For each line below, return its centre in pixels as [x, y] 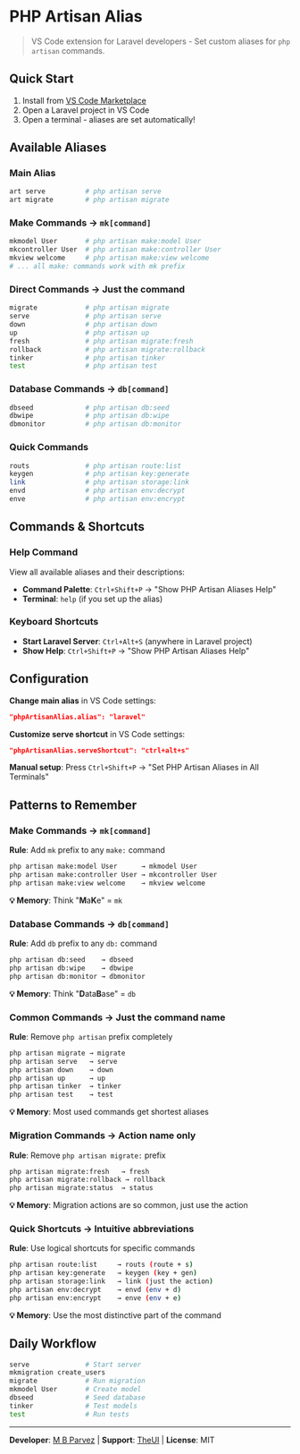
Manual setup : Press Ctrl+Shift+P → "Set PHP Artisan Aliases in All [134, 768]
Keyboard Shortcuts [54, 622]
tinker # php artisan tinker [87, 358]
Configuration [49, 679]
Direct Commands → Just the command [97, 289]
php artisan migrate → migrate [67, 1053]
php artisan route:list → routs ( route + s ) [101, 1265]
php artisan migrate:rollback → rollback [87, 1180]
